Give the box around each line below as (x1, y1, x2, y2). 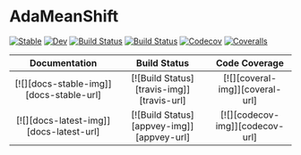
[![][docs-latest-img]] (15, 114, 111, 126)
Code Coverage (215, 56, 284, 69)
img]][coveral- (218, 83, 282, 95)
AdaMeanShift (9, 6, 119, 27)
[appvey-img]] (131, 119, 194, 132)
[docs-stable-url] (25, 88, 102, 101)
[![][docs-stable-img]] (14, 77, 112, 90)
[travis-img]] (134, 83, 191, 95)
